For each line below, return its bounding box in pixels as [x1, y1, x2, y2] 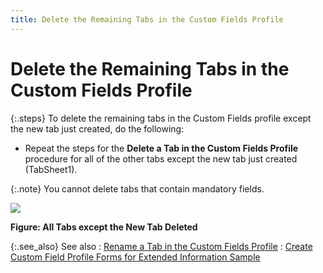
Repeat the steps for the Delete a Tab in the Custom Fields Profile [24, 142, 299, 154]
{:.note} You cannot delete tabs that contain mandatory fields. [10, 182, 265, 195]
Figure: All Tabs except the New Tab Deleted [10, 221, 198, 233]
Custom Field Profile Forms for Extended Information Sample [10, 251, 261, 263]
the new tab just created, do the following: [10, 122, 185, 135]
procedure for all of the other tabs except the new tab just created [24, 152, 298, 165]
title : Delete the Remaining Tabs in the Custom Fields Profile [10, 14, 284, 25]
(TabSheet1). [24, 163, 78, 175]
